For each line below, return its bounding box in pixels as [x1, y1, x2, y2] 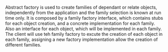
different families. [5, 42, 42, 47]
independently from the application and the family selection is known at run [5, 10, 162, 16]
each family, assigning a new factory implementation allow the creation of [5, 36, 158, 42]
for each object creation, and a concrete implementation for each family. [5, 20, 155, 26]
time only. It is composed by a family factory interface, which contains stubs [5, 15, 163, 21]
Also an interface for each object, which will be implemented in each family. [5, 26, 162, 32]
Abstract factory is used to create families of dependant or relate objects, [5, 5, 157, 10]
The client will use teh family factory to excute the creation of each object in [5, 31, 163, 37]
